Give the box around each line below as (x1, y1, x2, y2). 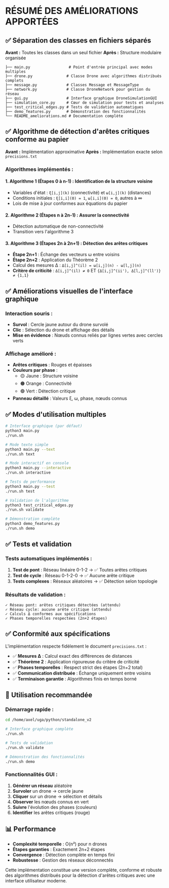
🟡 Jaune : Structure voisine (20, 373, 78, 379)
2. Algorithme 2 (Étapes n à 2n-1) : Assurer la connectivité (5, 212, 130, 218)
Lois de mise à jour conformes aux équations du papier (12, 200, 128, 206)
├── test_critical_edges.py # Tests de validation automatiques (5, 104, 144, 110)
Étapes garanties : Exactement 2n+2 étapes (12, 846, 105, 852)
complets (5, 78, 24, 83)
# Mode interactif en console (5, 460, 69, 466)
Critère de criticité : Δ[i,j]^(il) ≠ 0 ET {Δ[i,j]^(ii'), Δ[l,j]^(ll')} (12, 268, 161, 274)
